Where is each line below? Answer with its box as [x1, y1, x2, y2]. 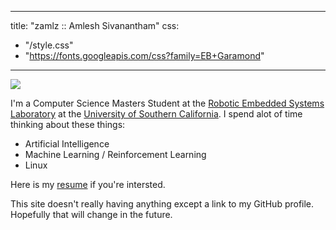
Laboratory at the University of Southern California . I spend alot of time [10, 108, 303, 120]
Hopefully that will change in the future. [10, 209, 173, 220]
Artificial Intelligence [24, 138, 110, 150]
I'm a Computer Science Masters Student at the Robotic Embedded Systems [10, 97, 325, 109]
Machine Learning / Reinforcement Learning [24, 149, 207, 160]
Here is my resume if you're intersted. [10, 179, 166, 190]
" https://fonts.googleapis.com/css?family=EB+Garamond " [24, 50, 265, 61]
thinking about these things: [10, 119, 126, 130]
